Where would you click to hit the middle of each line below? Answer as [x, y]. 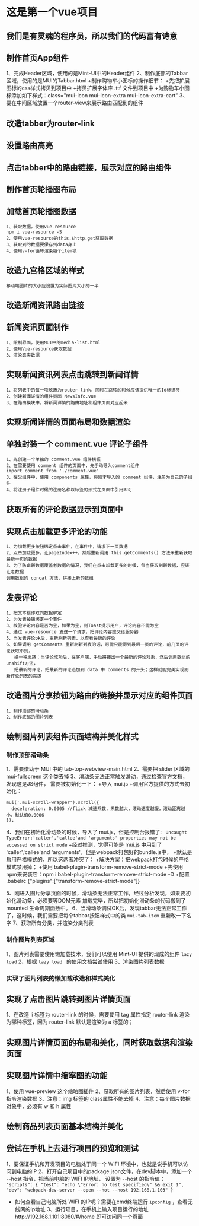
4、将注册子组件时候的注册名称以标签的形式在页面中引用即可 [69, 490]
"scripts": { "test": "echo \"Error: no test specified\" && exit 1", [95, 1184]
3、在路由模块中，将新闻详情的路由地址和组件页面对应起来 [67, 402]
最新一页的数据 [22, 559]
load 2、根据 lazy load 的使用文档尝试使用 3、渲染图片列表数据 [85, 961]
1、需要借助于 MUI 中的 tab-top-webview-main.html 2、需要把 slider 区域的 [98, 769]
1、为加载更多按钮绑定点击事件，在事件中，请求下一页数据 [67, 547]
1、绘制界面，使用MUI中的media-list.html [53, 342]
